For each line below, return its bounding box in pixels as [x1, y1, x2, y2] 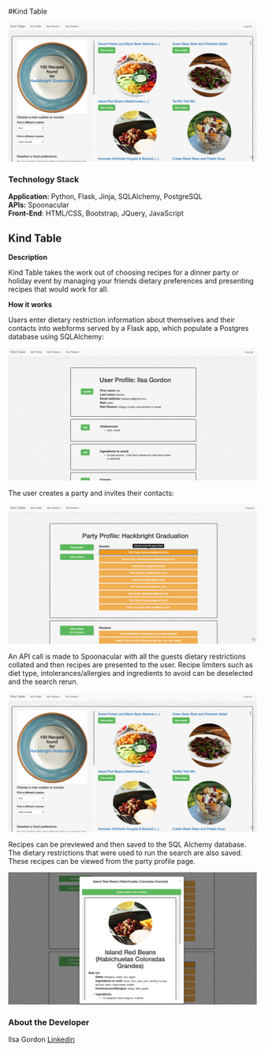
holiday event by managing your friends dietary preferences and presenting [8, 276, 254, 286]
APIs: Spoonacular [8, 201, 69, 210]
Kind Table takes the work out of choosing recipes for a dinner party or [8, 268, 239, 277]
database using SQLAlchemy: [8, 332, 104, 342]
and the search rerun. [8, 677, 79, 686]
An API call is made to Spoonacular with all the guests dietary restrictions [8, 651, 246, 662]
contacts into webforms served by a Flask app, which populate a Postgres [8, 324, 249, 333]
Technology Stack [8, 174, 80, 185]
